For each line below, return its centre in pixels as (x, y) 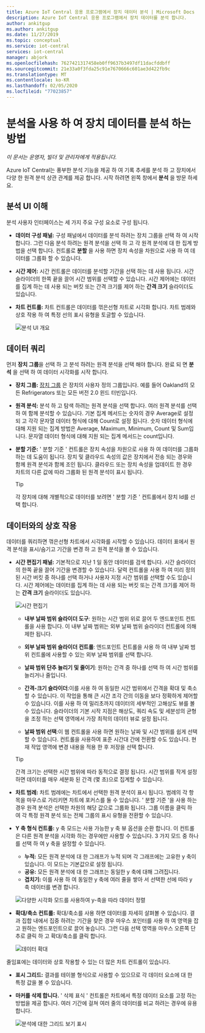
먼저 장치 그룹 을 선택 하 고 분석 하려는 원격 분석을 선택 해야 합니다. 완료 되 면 (97, 365)
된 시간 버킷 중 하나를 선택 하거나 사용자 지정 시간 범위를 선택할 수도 (95, 577)
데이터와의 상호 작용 (41, 526)
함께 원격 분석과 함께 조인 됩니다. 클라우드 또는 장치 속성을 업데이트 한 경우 (104, 464)
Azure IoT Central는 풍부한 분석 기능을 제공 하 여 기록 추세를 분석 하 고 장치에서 (101, 170)
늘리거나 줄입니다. (45, 675)
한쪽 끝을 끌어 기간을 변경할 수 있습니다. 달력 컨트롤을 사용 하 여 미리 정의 (109, 570)
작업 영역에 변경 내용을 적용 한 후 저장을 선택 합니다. (92, 747)
